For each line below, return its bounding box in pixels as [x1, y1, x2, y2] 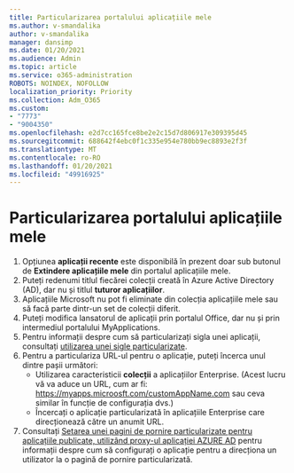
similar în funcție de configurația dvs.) [35, 398, 174, 408]
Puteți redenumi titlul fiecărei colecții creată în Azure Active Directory [21, 275, 275, 286]
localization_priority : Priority [9, 87, 133, 96]
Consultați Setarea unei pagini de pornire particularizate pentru [21, 426, 252, 437]
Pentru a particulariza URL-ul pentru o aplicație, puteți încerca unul [21, 351, 266, 361]
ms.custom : [9, 104, 50, 113]
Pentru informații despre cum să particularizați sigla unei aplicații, [21, 332, 261, 343]
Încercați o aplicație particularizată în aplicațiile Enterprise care [35, 407, 266, 418]
